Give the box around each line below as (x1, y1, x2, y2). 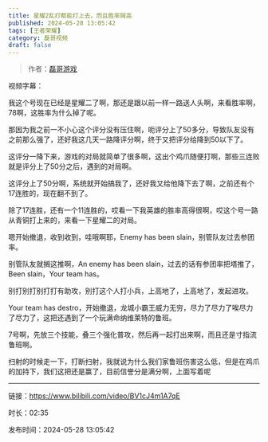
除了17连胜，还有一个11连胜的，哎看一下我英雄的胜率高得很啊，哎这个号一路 (8, 205, 259, 215)
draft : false (8, 41, 52, 49)
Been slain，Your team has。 (8, 269, 104, 279)
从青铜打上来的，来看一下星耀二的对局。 (8, 216, 141, 225)
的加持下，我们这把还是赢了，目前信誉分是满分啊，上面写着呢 (8, 367, 211, 377)
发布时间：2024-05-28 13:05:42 (8, 425, 115, 435)
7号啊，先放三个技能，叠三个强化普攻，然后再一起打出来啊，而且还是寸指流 (8, 330, 257, 339)
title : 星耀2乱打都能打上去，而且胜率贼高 (8, 11, 132, 20)
